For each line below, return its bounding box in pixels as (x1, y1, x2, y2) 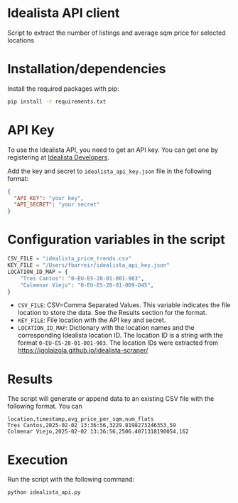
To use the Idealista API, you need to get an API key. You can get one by (7, 145, 219, 154)
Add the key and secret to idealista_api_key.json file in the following (7, 167, 212, 175)
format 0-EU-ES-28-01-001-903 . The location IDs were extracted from (17, 338, 219, 347)
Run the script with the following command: (7, 475, 135, 484)
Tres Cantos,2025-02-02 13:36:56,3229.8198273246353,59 (7, 422, 176, 429)
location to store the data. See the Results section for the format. (17, 309, 207, 317)
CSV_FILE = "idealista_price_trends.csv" (7, 255, 132, 262)
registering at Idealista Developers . (7, 153, 110, 161)
